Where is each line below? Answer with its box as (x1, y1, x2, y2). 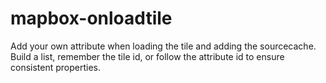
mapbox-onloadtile (10, 7, 173, 30)
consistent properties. (10, 61, 102, 73)
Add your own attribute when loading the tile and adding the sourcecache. (10, 40, 317, 52)
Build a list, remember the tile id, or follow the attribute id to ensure (10, 50, 285, 62)
